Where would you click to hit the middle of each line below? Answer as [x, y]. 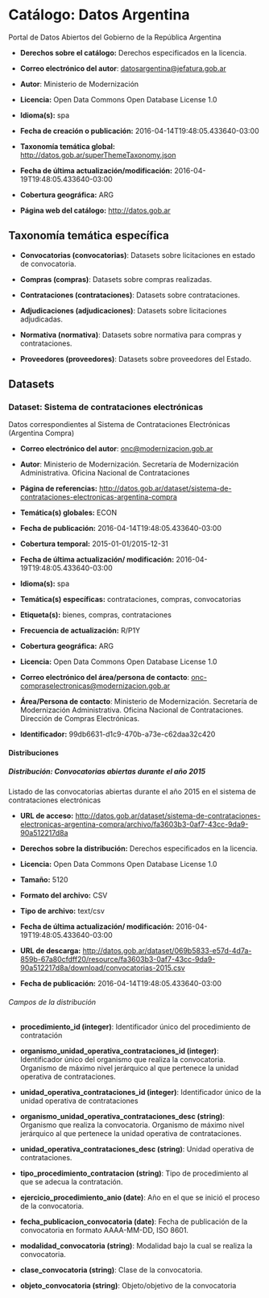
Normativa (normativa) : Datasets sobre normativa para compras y [130, 334]
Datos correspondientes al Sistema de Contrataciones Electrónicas [120, 425]
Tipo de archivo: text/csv [62, 911]
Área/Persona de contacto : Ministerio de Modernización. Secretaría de [139, 702]
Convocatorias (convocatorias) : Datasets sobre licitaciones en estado [137, 255]
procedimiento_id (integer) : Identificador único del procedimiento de [135, 1027]
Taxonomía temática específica [89, 236]
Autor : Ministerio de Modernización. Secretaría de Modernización [129, 464]
